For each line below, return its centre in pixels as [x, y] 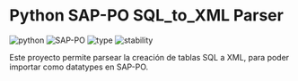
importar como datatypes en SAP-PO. [79, 67]
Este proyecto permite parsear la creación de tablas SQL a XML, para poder [149, 57]
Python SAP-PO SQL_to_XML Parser [147, 16]
